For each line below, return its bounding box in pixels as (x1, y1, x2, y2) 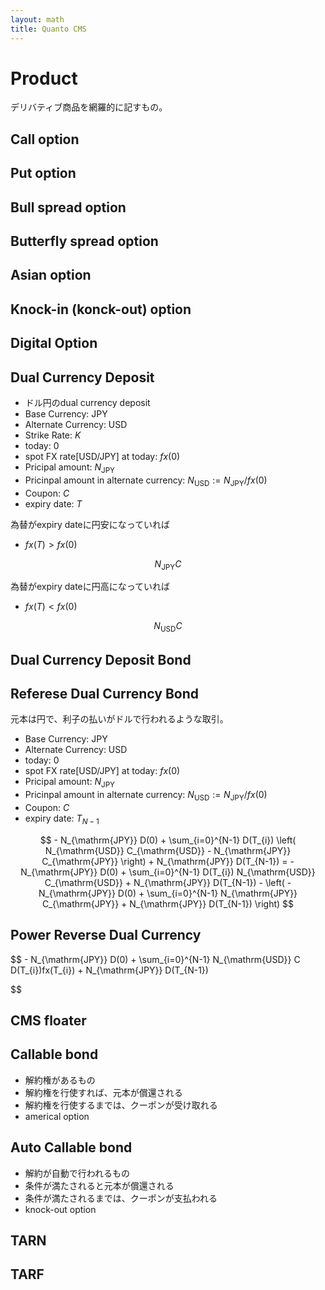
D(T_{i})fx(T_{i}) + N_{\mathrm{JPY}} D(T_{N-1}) (10, 964, 209, 976)
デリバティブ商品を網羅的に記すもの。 (10, 101, 168, 113)
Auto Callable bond (10, 1139, 133, 1156)
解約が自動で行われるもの (24, 1167, 131, 1179)
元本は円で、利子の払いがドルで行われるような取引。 (10, 713, 229, 725)
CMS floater (10, 1012, 87, 1029)
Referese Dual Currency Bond (10, 685, 199, 702)
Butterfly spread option (10, 233, 159, 250)
